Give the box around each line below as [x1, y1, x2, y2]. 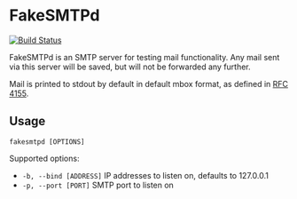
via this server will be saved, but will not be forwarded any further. [9, 61, 251, 72]
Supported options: [9, 153, 80, 163]
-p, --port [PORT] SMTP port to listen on [21, 179, 175, 190]
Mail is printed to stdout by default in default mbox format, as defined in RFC [9, 78, 289, 89]
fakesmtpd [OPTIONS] [9, 137, 86, 147]
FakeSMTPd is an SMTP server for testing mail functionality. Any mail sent [9, 52, 280, 62]
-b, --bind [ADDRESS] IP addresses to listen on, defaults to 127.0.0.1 [21, 170, 269, 180]
